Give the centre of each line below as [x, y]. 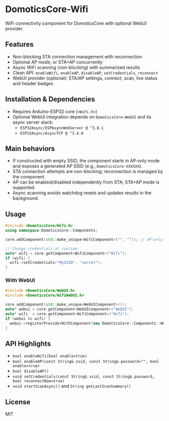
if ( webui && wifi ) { [28, 319]
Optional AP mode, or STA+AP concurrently [58, 62]
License [18, 402]
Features [19, 45]
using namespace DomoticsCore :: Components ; [52, 230]
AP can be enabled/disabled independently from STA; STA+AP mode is [86, 182]
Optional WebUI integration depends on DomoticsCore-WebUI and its [82, 116]
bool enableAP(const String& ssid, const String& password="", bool [86, 362]
